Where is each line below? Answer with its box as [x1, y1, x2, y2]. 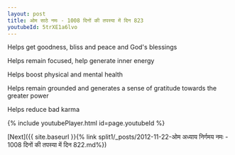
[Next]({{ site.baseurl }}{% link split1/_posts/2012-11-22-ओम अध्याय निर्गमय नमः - [7, 132, 229, 142]
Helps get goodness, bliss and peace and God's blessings [7, 43, 177, 52]
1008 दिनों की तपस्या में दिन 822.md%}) [7, 141, 107, 149]
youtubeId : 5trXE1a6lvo [7, 23, 78, 30]
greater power [7, 91, 49, 100]
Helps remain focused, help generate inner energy [7, 57, 155, 65]
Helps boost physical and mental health [7, 70, 123, 79]
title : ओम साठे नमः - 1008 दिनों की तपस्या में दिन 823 [7, 17, 144, 24]
